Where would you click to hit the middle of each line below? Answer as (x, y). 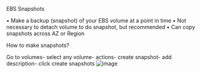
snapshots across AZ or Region (46, 33)
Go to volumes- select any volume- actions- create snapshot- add (89, 57)
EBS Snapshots (26, 9)
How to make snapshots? (38, 45)
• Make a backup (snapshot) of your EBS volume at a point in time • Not (96, 20)
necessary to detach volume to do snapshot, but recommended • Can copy (101, 27)
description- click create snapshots (51, 64)
